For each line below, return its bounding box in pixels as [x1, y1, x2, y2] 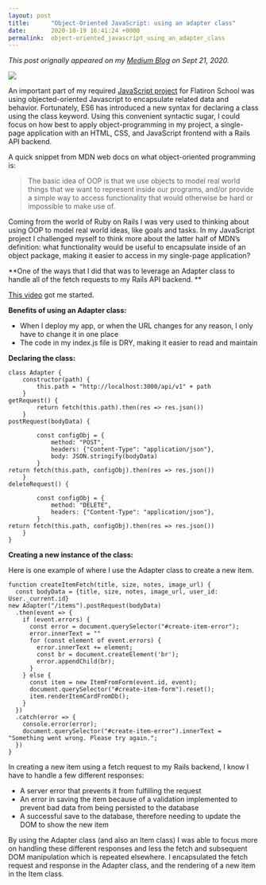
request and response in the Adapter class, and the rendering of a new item [8, 861, 256, 871]
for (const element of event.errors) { [29, 636, 161, 645]
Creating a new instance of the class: [8, 550, 133, 560]
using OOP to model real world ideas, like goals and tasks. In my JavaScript [8, 225, 256, 235]
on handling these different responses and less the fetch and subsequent [8, 844, 248, 853]
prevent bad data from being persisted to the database [19, 803, 199, 813]
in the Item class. [8, 869, 64, 879]
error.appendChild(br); [37, 658, 115, 666]
